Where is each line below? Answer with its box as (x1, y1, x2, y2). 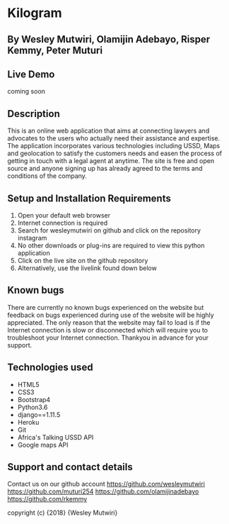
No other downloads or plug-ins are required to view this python (17, 241, 205, 250)
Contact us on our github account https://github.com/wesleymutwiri (7, 480, 205, 489)
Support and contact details (7, 461, 133, 473)
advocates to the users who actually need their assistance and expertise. (7, 134, 221, 143)
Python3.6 (17, 403, 48, 411)
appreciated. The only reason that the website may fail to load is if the (7, 318, 211, 327)
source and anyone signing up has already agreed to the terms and (7, 165, 203, 173)
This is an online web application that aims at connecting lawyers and (7, 126, 210, 135)
